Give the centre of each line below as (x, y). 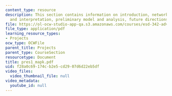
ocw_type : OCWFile (25, 43)
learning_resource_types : (33, 34)
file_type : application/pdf (35, 29)
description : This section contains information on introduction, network (87, 15)
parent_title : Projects (31, 48)
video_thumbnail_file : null (40, 76)
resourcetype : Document (31, 57)
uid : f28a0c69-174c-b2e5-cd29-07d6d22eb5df (52, 67)
